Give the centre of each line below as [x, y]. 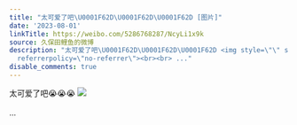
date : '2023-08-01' [45, 26]
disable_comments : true [53, 67]
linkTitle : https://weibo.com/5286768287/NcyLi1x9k [106, 34]
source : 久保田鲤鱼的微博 [52, 42]
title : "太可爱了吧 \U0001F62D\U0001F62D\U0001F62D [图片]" [116, 17]
